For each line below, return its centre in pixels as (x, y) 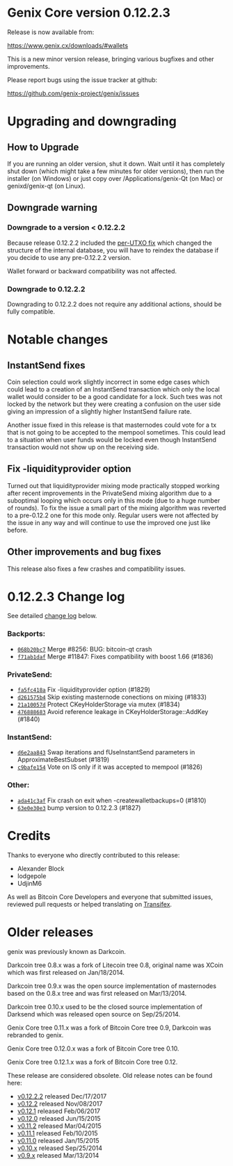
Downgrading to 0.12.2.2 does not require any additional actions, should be (114, 304)
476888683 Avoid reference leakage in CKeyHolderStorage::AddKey (113, 712)
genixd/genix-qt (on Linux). (46, 186)
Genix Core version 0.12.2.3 (89, 13)
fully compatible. (31, 311)
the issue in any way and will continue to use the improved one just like (109, 522)
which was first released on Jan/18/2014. (66, 972)
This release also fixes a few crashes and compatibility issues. (97, 569)
